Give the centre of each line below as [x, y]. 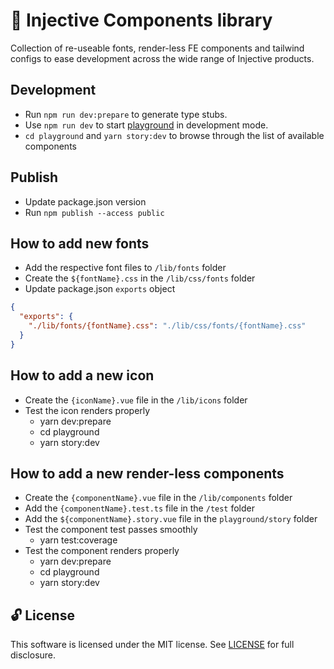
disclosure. [33, 655]
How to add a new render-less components [147, 473]
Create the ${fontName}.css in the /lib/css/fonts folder [140, 278]
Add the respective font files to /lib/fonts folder [125, 268]
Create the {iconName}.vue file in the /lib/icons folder [136, 400]
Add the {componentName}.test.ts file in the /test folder [140, 508]
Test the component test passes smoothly [111, 530]
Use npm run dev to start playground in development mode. [146, 125]
